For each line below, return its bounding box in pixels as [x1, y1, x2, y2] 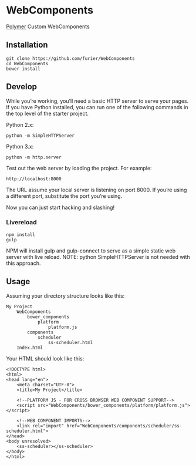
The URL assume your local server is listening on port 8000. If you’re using [6, 186, 187, 193]
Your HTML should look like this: [6, 355, 85, 362]
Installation [6, 40, 48, 50]
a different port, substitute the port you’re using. [6, 192, 123, 200]
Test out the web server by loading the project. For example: [6, 164, 152, 171]
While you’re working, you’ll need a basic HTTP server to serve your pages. [6, 97, 189, 105]
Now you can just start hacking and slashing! [6, 204, 115, 211]
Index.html [16, 345, 43, 351]
